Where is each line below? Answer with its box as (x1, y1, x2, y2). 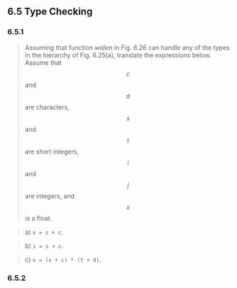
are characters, (24, 102, 70, 111)
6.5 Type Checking (7, 6, 93, 18)
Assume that (24, 58, 62, 67)
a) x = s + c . (24, 228, 64, 236)
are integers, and (24, 191, 75, 200)
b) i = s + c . (24, 241, 64, 250)
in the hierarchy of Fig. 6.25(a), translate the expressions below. (24, 50, 211, 59)
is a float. (24, 213, 52, 223)
